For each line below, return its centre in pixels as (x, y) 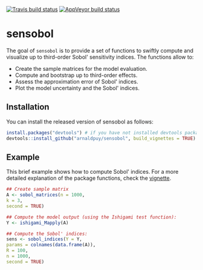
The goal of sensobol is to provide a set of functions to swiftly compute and (100, 50)
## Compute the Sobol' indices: (47, 234)
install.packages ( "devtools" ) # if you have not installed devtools (94, 133)
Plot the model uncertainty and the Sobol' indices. (77, 88)
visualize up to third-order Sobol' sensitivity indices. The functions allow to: (100, 57)
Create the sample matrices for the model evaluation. (81, 68)
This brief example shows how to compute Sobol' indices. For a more (92, 172)
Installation (28, 107)
